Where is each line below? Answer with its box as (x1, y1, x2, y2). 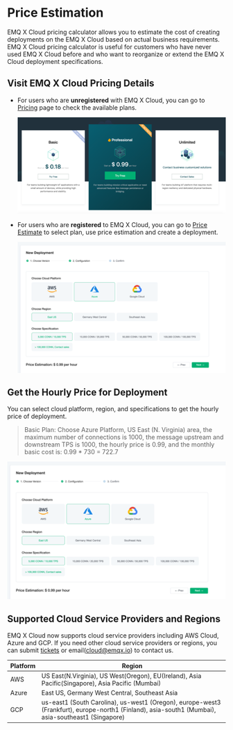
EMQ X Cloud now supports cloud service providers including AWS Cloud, (7, 631, 220, 640)
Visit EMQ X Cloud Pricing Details (7, 78, 155, 90)
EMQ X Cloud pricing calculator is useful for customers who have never (7, 42, 212, 51)
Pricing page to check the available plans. (17, 103, 137, 112)
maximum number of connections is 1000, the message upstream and (24, 433, 224, 442)
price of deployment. (7, 412, 67, 421)
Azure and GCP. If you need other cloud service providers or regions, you (7, 639, 217, 647)
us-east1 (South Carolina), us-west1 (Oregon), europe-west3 (41, 698, 221, 706)
